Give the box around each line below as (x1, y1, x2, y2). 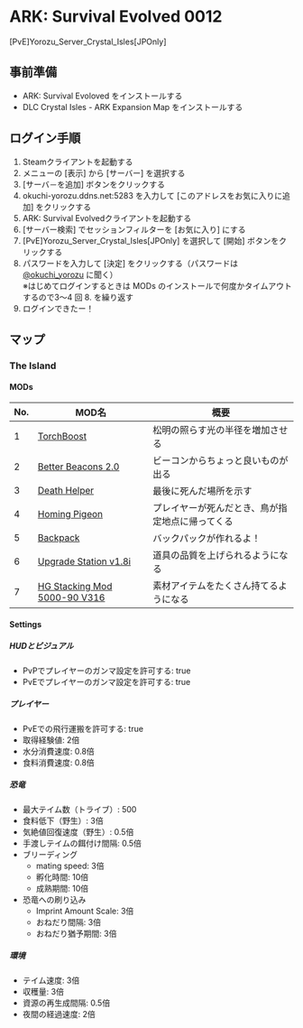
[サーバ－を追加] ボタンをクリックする (22, 179, 165, 190)
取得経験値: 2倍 (22, 734, 80, 746)
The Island (9, 359, 57, 372)
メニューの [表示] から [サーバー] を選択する (22, 167, 186, 178)
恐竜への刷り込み (22, 894, 87, 904)
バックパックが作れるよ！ (152, 533, 262, 545)
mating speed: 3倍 (35, 860, 105, 871)
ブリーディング (22, 848, 78, 859)
